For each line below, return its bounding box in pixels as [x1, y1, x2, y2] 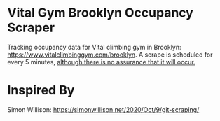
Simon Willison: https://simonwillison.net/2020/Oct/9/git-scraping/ [7, 105, 200, 113]
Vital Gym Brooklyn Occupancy [7, 5, 194, 21]
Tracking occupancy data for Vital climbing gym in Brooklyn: [7, 43, 181, 51]
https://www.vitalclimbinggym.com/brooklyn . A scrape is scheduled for [7, 50, 213, 59]
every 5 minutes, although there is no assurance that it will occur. [7, 57, 195, 66]
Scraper [7, 20, 55, 36]
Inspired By [7, 83, 75, 99]
